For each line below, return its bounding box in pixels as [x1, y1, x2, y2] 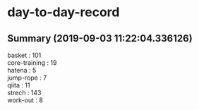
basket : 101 [7, 51, 42, 59]
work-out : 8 [7, 96, 44, 104]
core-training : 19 [7, 59, 57, 67]
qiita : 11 [7, 81, 30, 89]
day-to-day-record [7, 4, 120, 20]
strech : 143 [7, 89, 42, 97]
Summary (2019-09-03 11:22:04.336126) [7, 32, 193, 44]
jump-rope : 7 [7, 73, 47, 82]
